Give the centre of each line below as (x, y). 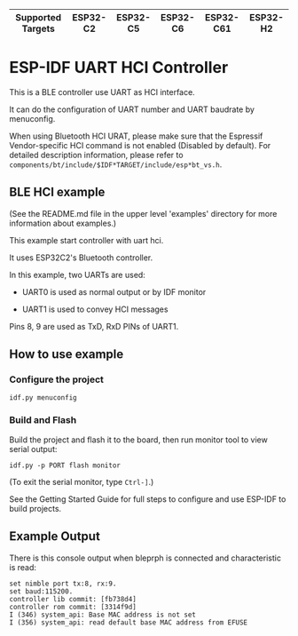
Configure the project (57, 379)
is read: (23, 567)
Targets (38, 28)
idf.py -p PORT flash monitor (65, 465)
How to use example (67, 354)
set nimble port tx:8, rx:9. (63, 584)
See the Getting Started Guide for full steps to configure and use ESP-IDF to (148, 499)
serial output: (33, 449)
